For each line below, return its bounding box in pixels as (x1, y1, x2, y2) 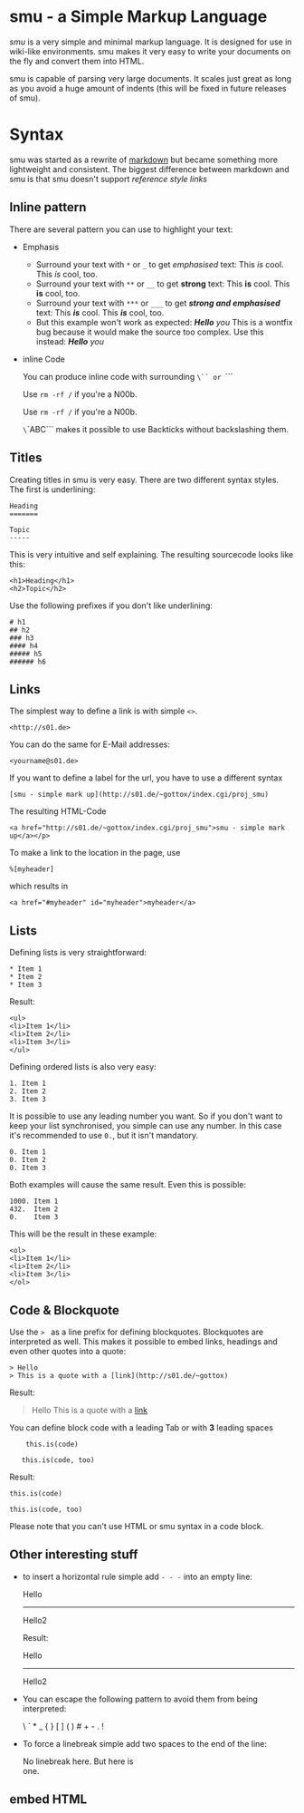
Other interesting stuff (9, 1547, 138, 1563)
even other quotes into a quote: (9, 1345, 127, 1356)
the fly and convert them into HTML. (9, 55, 145, 66)
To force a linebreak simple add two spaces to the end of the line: (22, 1738, 267, 1749)
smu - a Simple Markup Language (9, 6, 268, 27)
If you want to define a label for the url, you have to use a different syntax (9, 772, 283, 783)
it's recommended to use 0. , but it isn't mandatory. (9, 1130, 199, 1141)
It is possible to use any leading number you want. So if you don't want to (9, 1110, 283, 1121)
